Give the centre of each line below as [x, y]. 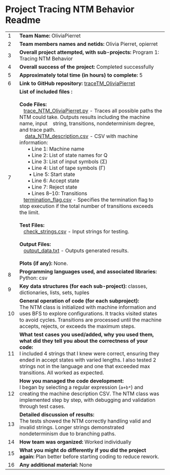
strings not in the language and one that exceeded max [85, 366]
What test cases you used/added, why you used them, [87, 334]
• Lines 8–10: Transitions [57, 193]
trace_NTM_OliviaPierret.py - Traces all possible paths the [93, 110]
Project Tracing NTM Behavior [70, 9]
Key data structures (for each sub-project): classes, [83, 286]
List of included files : [46, 92]
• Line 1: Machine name [56, 149]
